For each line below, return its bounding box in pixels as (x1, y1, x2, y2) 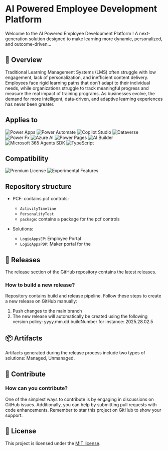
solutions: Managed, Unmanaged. (5, 355, 75, 361)
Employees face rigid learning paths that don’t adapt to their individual (5, 80, 150, 86)
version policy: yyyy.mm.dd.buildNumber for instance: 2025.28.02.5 (12, 319, 153, 325)
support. (5, 412, 23, 418)
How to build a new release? (5, 281, 75, 288)
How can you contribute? (5, 385, 68, 392)
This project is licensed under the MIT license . (5, 440, 101, 446)
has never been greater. (5, 101, 55, 107)
